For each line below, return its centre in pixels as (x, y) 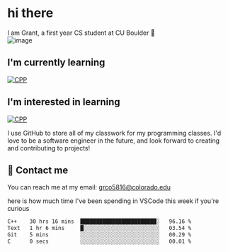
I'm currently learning (56, 63)
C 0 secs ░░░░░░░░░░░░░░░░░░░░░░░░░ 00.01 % (99, 241)
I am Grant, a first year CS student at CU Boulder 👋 (81, 33)
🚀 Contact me (38, 170)
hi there (30, 13)
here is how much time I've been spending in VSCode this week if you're (113, 201)
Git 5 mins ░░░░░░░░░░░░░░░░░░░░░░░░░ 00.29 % (99, 235)
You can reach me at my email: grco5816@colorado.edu (89, 187)
